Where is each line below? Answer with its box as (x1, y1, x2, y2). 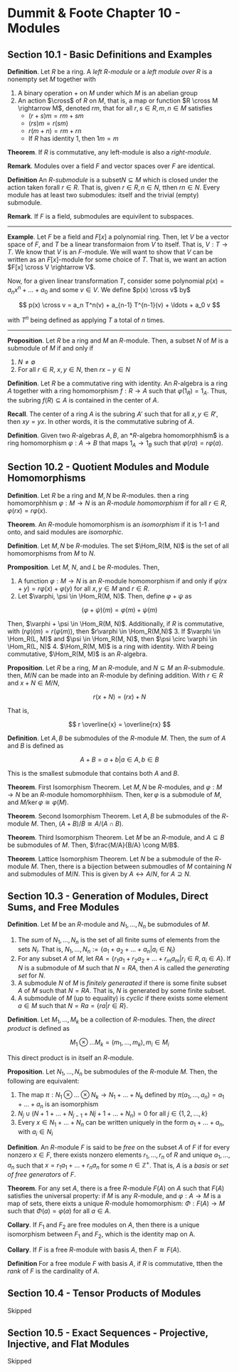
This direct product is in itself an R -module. (7, 1054, 134, 1062)
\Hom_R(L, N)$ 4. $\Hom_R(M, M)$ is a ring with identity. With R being (7, 642, 214, 650)
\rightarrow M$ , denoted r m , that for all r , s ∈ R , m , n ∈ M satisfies (17, 104, 213, 112)
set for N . (17, 971, 46, 979)
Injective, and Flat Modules (7, 1338, 130, 1350)
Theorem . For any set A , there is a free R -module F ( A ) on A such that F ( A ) (7, 1184, 225, 1192)
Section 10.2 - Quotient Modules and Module (7, 461, 210, 473)
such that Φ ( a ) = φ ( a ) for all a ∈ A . (7, 1207, 112, 1215)
